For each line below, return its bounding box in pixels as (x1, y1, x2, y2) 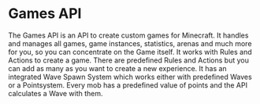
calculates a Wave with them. (8, 88, 104, 98)
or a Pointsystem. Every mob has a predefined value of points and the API (8, 80, 248, 90)
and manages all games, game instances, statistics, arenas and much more (8, 38, 252, 48)
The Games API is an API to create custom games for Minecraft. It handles (8, 30, 249, 40)
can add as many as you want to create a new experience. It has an (8, 63, 227, 73)
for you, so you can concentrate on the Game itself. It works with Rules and (8, 47, 252, 56)
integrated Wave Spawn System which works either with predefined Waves (8, 72, 252, 81)
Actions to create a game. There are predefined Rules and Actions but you (8, 56, 250, 65)
